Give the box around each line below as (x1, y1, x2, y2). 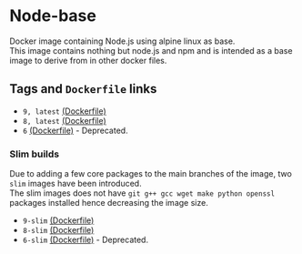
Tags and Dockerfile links (9, 81, 157, 97)
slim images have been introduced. (9, 178, 143, 189)
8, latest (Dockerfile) (22, 115, 106, 126)
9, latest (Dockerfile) (22, 106, 106, 117)
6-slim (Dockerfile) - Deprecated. (22, 234, 148, 246)
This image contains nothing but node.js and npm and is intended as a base (9, 45, 293, 56)
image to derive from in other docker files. (9, 55, 167, 66)
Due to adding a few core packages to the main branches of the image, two (9, 168, 293, 179)
